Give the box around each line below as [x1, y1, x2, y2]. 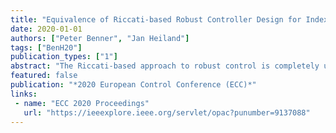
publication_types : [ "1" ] [10, 52, 118, 62]
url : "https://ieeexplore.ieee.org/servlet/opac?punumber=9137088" [23, 107, 311, 118]
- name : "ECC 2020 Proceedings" [14, 98, 150, 108]
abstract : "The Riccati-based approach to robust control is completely [10, 61, 320, 71]
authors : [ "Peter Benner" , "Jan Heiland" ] [10, 33, 190, 43]
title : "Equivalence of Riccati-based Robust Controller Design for [10, 14, 302, 25]
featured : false [10, 71, 78, 81]
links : [10, 89, 38, 99]
